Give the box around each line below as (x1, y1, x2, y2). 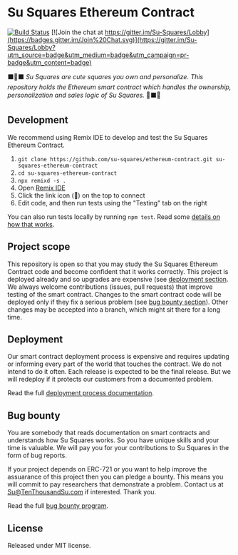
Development (7, 114, 69, 126)
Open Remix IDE (17, 183, 66, 192)
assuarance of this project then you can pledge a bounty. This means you (7, 472, 224, 482)
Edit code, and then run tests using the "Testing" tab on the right (17, 198, 208, 207)
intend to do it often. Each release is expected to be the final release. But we (7, 367, 232, 376)
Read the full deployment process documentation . (7, 389, 155, 397)
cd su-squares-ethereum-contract (17, 169, 118, 177)
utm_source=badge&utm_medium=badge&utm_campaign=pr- (7, 51, 190, 59)
